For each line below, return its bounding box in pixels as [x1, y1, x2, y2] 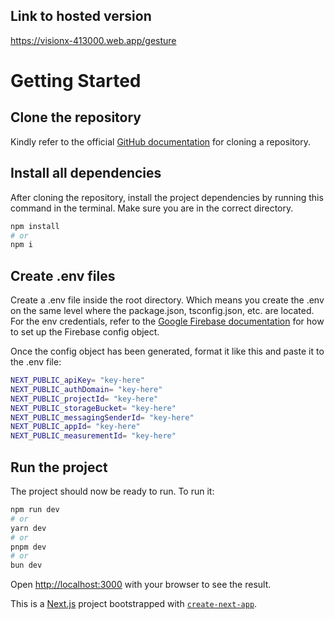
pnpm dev [10, 542, 47, 552]
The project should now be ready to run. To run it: [10, 485, 215, 497]
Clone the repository [10, 109, 142, 126]
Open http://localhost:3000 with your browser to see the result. [10, 579, 272, 591]
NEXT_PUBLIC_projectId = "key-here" [10, 394, 159, 404]
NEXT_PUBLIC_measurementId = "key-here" [10, 431, 177, 441]
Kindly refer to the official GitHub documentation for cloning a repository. [10, 135, 312, 148]
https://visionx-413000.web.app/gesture [10, 34, 177, 46]
